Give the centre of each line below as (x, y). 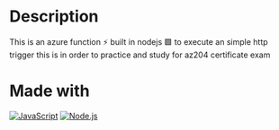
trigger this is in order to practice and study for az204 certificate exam (140, 55)
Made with (49, 91)
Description (54, 17)
